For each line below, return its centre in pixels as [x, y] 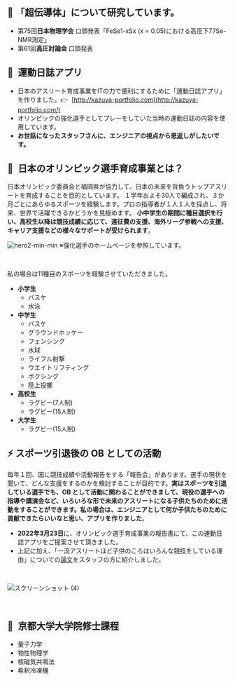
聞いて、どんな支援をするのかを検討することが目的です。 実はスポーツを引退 [117, 483]
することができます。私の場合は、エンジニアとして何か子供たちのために [123, 510]
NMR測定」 [34, 39]
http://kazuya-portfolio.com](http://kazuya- [136, 100]
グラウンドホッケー [56, 332]
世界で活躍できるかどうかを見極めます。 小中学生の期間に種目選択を [118, 213]
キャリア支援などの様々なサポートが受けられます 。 [81, 231]
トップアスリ [208, 187]
